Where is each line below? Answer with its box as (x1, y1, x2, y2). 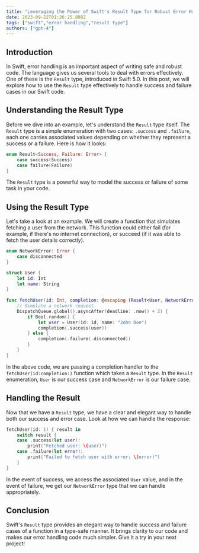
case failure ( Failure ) (17, 162, 73, 168)
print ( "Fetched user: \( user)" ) (27, 443, 108, 449)
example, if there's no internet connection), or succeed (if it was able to (6, 231, 181, 238)
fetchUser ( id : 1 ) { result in (6, 426, 81, 433)
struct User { (6, 270, 41, 276)
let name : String (17, 281, 60, 287)
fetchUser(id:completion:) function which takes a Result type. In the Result (6, 369, 193, 376)
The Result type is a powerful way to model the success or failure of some (6, 178, 188, 186)
